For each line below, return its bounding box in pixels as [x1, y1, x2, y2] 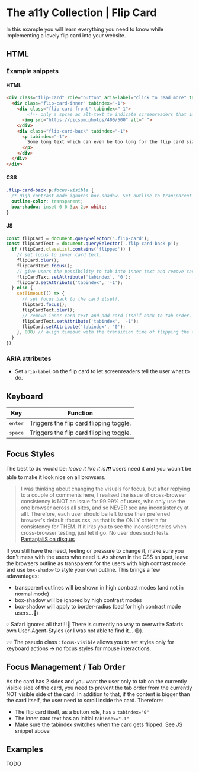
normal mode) [14, 590, 49, 597]
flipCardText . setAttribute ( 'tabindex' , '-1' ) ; [21, 318, 139, 324]
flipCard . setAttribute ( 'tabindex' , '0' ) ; [21, 324, 126, 330]
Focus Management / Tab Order [6, 662, 126, 672]
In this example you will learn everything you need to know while [6, 26, 164, 33]
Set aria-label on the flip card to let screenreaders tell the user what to [14, 368, 190, 375]
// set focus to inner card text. [17, 252, 102, 258]
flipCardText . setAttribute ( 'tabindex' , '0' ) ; [17, 274, 131, 280]
